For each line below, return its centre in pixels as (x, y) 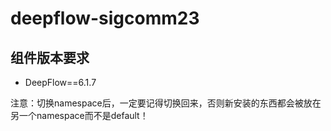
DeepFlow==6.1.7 (60, 82)
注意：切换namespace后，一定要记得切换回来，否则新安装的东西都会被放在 (166, 103)
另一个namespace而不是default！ (79, 115)
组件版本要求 (50, 57)
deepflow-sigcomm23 (105, 18)
